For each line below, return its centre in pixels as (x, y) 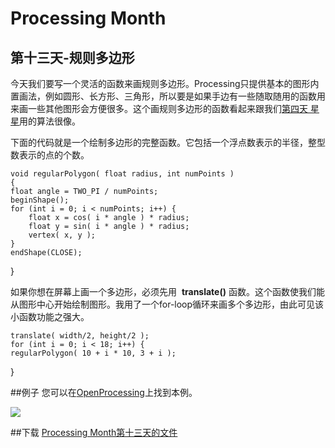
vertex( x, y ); (62, 235)
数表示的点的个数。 (50, 155)
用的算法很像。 (50, 121)
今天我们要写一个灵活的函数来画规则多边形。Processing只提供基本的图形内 (165, 83)
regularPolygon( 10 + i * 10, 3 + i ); (93, 353)
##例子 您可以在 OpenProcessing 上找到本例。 (104, 392)
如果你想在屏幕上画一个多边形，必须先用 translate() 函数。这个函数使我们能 (167, 291)
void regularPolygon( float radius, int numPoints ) (122, 174)
